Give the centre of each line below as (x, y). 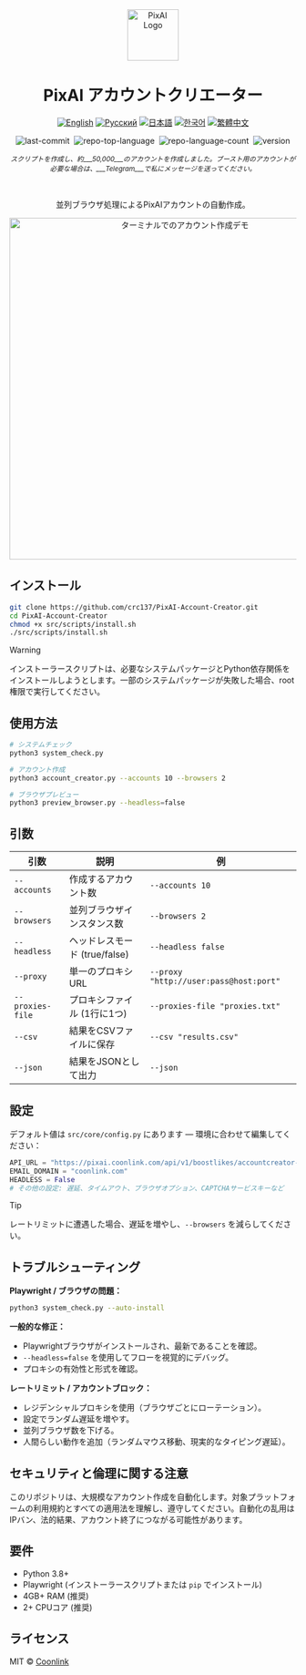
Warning (25, 650)
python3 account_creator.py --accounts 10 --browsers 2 (117, 778)
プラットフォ (271, 1496)
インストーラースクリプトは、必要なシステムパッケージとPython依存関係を (150, 669)
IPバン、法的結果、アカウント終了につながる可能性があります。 (128, 1519)
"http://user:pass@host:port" (215, 981)
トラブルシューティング (75, 1267)
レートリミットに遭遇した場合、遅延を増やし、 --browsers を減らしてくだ (147, 1224)
